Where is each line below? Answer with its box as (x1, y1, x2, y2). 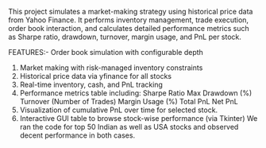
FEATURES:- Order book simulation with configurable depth (8, 48, 204, 56)
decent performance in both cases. (19, 130, 136, 140)
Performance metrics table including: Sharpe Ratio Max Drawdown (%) (19, 88, 253, 98)
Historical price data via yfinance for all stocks (19, 72, 172, 80)
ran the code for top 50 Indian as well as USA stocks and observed (19, 123, 239, 131)
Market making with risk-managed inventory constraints (19, 63, 203, 72)
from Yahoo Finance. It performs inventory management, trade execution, (8, 15, 249, 25)
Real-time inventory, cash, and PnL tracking (19, 80, 163, 89)
